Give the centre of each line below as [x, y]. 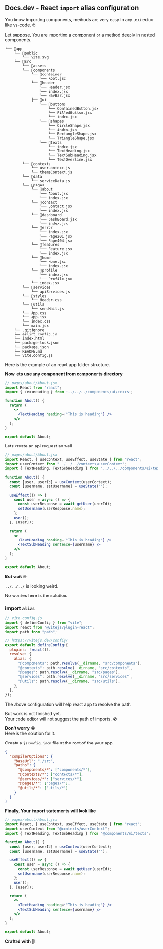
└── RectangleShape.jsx [72, 134]
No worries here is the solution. [36, 595]
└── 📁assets [35, 66]
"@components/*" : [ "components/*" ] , [55, 770]
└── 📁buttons [53, 104]
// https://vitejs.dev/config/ [37, 641]
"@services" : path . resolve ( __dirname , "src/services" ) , [75, 677]
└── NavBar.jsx [55, 95]
